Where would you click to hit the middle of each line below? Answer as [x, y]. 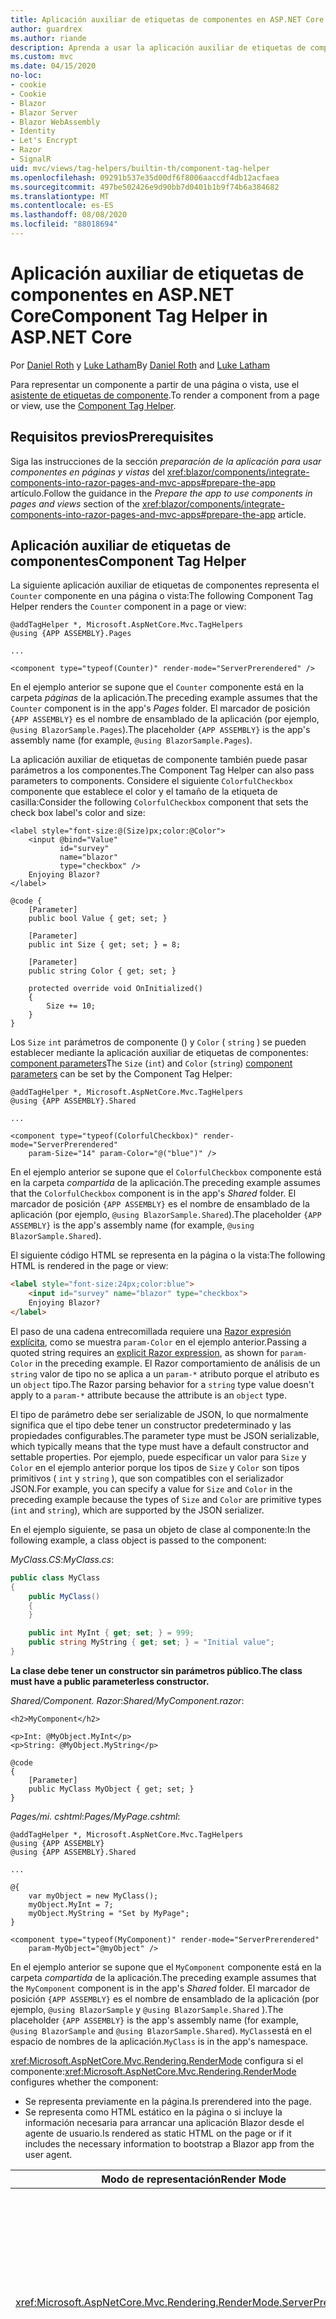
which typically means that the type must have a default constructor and [160, 1446]
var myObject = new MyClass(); [93, 1896]
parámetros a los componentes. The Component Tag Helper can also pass [162, 770]
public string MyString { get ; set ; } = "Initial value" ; [151, 1642]
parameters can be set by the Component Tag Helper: [121, 1074]
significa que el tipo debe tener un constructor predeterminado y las [151, 1425]
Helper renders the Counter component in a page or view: [128, 607]
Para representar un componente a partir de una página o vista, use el [155, 384]
